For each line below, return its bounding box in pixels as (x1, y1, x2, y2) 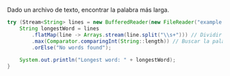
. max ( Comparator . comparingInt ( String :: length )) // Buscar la (31, 37, 210, 45)
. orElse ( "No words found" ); (31, 44, 112, 51)
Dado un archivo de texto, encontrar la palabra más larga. (7, 6, 170, 14)
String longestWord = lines (19, 25, 99, 32)
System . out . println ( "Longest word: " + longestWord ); (19, 57, 176, 64)
